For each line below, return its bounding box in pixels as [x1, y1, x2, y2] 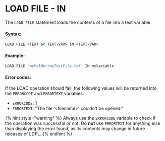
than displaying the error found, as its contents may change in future [5, 126, 145, 132]
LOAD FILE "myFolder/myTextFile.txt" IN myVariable [5, 64, 114, 69]
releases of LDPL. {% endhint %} [5, 131, 73, 137]
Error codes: [5, 74, 31, 80]
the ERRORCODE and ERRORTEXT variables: [5, 90, 84, 97]
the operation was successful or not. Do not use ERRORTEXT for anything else [5, 120, 161, 127]
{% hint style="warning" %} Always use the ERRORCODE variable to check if [5, 115, 156, 121]
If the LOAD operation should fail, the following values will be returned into [5, 85, 157, 91]
